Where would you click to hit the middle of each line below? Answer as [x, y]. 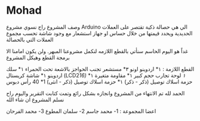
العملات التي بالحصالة [30, 39]
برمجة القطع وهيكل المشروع [38, 57]
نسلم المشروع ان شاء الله [35, 100]
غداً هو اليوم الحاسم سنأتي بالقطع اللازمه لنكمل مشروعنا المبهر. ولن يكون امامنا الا [97, 51]
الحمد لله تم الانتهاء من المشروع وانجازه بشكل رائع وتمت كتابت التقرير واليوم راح [96, 93]
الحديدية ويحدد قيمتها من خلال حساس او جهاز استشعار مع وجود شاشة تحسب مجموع [99, 33]
